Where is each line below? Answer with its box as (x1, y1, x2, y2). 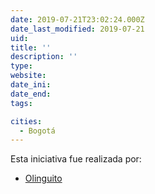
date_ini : (10, 80, 52, 90)
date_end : (10, 89, 52, 99)
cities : (10, 116, 43, 126)
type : (10, 61, 33, 71)
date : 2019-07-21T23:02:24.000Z (10, 14, 145, 25)
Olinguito (24, 172, 63, 185)
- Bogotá (19, 126, 56, 136)
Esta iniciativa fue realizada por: (10, 153, 142, 165)
